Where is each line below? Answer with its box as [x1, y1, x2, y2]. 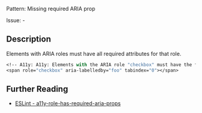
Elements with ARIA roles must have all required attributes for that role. [6, 50, 182, 57]
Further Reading [6, 84, 69, 94]
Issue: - [6, 17, 25, 23]
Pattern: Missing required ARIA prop [6, 5, 96, 12]
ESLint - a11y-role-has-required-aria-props [14, 100, 121, 107]
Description [6, 34, 51, 44]
